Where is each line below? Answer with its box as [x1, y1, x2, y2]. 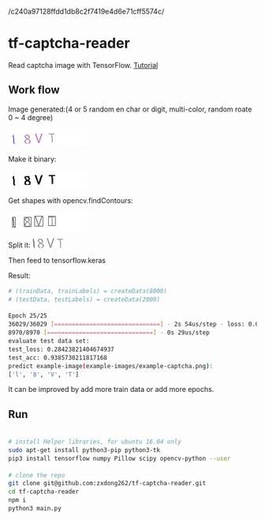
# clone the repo [8, 471, 65, 479]
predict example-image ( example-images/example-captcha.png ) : [8, 362, 214, 370]
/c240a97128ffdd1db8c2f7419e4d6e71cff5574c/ [8, 7, 165, 16]
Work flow [8, 83, 61, 97]
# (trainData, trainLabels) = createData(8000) [8, 287, 168, 295]
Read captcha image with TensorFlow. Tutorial [8, 60, 159, 70]
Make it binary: [8, 154, 57, 164]
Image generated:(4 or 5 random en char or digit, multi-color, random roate [8, 104, 252, 114]
